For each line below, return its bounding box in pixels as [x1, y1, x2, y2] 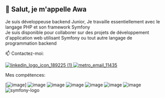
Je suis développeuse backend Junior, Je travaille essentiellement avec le [5, 18, 160, 24]
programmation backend [5, 40, 57, 46]
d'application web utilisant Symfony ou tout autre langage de [5, 35, 133, 41]
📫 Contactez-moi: [5, 50, 44, 56]
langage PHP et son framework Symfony [5, 24, 90, 30]
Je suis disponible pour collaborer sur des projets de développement [5, 29, 149, 36]
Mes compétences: [5, 72, 46, 78]
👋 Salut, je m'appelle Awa [5, 5, 87, 14]
